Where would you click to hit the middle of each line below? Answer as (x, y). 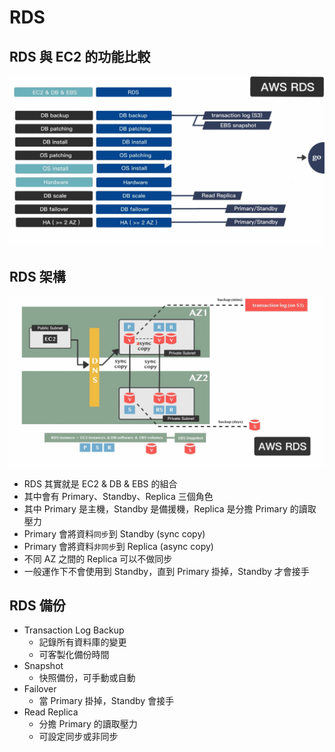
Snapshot (43, 666)
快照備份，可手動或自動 (87, 678)
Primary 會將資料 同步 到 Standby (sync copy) (114, 533)
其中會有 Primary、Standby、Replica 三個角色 (118, 496)
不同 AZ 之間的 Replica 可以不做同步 (98, 558)
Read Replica (51, 712)
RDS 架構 (37, 276)
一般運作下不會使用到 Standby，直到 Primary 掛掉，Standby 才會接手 (166, 571)
